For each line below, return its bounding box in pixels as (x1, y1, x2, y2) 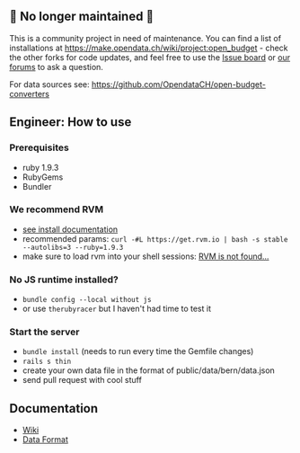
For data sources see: (9, 78, 90, 90)
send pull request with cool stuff (22, 375, 142, 386)
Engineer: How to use (9, 114, 132, 130)
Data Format (22, 434, 69, 445)
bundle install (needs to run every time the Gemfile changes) (22, 346, 254, 357)
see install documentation (22, 224, 119, 235)
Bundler (22, 181, 52, 191)
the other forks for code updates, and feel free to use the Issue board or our (9, 51, 290, 63)
